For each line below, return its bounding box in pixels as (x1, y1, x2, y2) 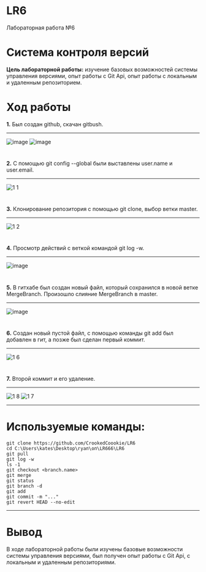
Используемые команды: (6, 420, 145, 434)
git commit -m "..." (6, 494, 59, 500)
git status (6, 478, 34, 484)
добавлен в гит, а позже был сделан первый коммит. (6, 335, 145, 343)
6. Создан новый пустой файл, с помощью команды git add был (6, 329, 174, 337)
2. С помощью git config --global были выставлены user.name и (6, 160, 173, 167)
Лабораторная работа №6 (6, 24, 75, 31)
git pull (6, 451, 29, 457)
